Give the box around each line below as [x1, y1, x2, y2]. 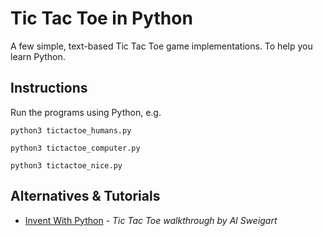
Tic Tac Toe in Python [10, 7, 193, 30]
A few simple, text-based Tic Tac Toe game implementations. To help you [10, 40, 313, 52]
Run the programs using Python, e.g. [10, 106, 162, 118]
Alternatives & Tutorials [10, 188, 161, 205]
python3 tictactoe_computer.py [10, 143, 141, 153]
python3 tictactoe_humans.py [10, 125, 132, 136]
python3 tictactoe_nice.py [10, 160, 123, 171]
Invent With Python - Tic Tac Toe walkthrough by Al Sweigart [24, 214, 278, 226]
